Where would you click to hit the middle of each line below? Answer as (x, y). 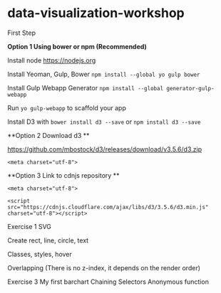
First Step (21, 33)
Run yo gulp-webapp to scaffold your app (67, 107)
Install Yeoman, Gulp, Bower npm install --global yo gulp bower (104, 74)
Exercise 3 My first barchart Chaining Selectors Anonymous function (108, 282)
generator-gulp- (191, 88)
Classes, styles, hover (40, 254)
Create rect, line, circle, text (48, 240)
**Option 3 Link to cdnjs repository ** (63, 175)
